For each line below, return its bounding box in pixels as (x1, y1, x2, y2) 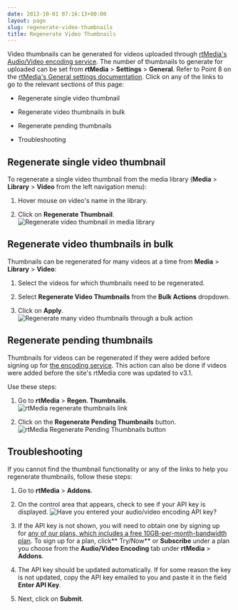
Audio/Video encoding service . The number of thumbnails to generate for (7, 58, 223, 66)
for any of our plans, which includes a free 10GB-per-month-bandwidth (17, 529, 227, 537)
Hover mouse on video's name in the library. (17, 197, 148, 205)
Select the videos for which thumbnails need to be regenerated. (17, 279, 205, 287)
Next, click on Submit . (17, 594, 84, 603)
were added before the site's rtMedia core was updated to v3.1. (7, 368, 193, 377)
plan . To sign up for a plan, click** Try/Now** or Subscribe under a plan (17, 536, 230, 545)
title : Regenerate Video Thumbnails (7, 30, 116, 38)
